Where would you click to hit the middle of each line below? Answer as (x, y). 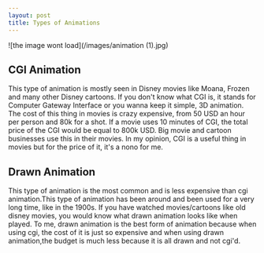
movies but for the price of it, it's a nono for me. (86, 147)
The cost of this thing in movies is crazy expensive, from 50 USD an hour (127, 114)
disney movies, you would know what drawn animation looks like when (123, 216)
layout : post (30, 15)
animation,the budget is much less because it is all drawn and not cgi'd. (125, 241)
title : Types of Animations (54, 23)
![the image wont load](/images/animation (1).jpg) (88, 45)
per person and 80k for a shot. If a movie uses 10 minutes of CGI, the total (128, 122)
